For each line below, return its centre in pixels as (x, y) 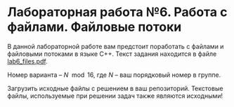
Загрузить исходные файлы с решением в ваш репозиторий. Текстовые (115, 88)
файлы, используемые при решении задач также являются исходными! (115, 96)
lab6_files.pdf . (27, 61)
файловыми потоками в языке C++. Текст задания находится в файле (112, 54)
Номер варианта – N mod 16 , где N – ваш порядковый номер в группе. (114, 75)
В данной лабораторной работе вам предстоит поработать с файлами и (116, 46)
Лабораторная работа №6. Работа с (117, 12)
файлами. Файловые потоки (95, 27)
